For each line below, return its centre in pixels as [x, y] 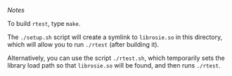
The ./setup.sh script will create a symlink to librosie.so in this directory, [115, 37]
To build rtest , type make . [44, 23]
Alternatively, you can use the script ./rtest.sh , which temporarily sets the [116, 58]
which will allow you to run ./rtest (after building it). [83, 44]
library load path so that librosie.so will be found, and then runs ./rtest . [114, 65]
